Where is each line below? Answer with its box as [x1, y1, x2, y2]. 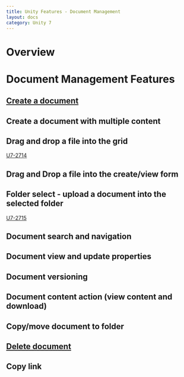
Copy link [6, 362, 42, 372]
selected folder [6, 199, 64, 209]
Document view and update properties [6, 251, 151, 261]
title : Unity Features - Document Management [6, 8, 120, 15]
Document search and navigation [6, 231, 132, 241]
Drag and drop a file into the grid [6, 136, 128, 146]
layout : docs [6, 14, 39, 20]
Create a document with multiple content [6, 116, 161, 126]
